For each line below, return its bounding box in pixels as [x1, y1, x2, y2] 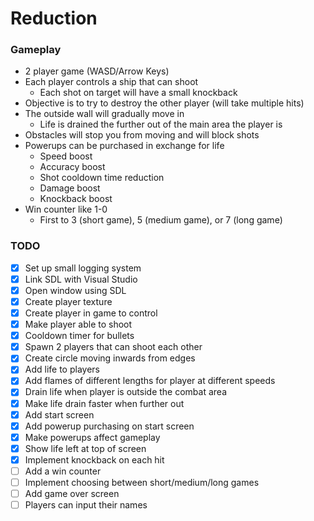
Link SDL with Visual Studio [24, 273, 138, 285]
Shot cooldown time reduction [39, 172, 165, 184]
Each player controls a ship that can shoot [24, 76, 199, 88]
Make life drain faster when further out [24, 397, 185, 409]
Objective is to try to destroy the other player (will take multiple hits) [24, 97, 305, 109]
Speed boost [39, 150, 93, 162]
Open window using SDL [24, 284, 127, 296]
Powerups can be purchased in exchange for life [24, 140, 225, 152]
